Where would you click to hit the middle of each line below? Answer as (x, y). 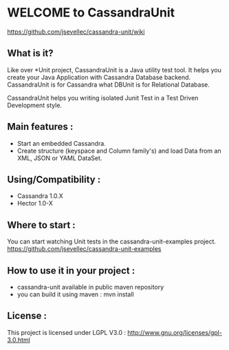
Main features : (40, 127)
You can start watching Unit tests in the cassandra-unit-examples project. (112, 241)
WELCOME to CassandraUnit (91, 13)
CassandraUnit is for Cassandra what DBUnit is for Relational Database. (108, 85)
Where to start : (41, 225)
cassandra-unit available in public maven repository (90, 287)
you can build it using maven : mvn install (75, 294)
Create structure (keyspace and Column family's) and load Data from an (119, 151)
